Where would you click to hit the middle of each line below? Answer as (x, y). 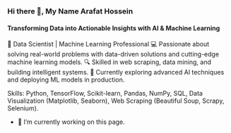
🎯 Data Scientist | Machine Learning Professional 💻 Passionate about (108, 44)
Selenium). (23, 108)
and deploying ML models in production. (66, 80)
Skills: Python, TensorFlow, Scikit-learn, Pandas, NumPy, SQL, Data (105, 94)
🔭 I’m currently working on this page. (71, 122)
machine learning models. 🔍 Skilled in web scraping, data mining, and (109, 62)
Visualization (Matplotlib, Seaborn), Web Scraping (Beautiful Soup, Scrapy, (116, 101)
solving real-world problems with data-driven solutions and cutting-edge (113, 54)
